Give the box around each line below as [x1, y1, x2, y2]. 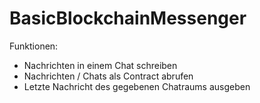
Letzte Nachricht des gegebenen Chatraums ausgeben [23, 80, 251, 92]
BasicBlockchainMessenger [9, 7, 247, 30]
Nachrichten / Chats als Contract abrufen [23, 70, 194, 82]
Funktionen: [9, 40, 59, 52]
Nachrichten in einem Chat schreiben [23, 59, 178, 71]
